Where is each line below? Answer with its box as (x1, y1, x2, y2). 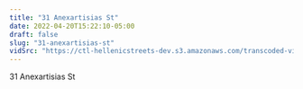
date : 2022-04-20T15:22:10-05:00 (9, 22, 135, 31)
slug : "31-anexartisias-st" (9, 38, 115, 48)
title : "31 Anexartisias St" (9, 13, 119, 22)
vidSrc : (9, 47, 39, 56)
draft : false (9, 30, 59, 39)
